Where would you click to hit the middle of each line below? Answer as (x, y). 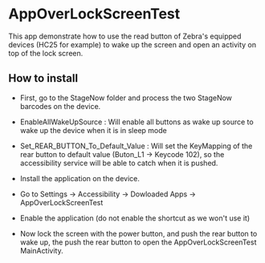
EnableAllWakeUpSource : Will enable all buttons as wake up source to (137, 122)
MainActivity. (41, 250)
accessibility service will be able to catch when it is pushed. (119, 163)
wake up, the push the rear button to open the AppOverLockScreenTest (138, 242)
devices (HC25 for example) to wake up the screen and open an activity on (132, 44)
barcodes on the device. (60, 106)
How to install (43, 78)
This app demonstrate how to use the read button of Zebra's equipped (125, 36)
